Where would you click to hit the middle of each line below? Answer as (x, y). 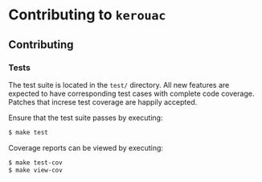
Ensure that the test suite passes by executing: (86, 118)
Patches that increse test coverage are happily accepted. (103, 101)
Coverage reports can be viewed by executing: (86, 147)
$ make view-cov (35, 170)
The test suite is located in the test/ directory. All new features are (119, 85)
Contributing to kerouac (87, 15)
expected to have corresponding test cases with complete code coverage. (131, 93)
